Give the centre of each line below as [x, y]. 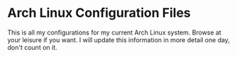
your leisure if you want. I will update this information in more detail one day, [119, 39]
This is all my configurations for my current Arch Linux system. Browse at [114, 32]
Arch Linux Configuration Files [99, 13]
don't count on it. [33, 47]
